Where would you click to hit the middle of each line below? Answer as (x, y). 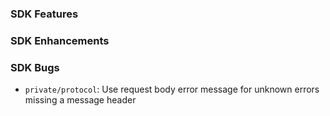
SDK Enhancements (60, 40)
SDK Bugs (35, 67)
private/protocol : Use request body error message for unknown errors (172, 89)
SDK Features (44, 14)
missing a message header (80, 100)
